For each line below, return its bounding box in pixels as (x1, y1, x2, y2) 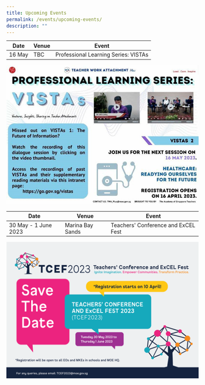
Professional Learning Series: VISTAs (55, 51, 149, 58)
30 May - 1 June (9, 221, 52, 229)
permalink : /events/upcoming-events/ (6, 16, 103, 23)
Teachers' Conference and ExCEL (110, 221, 196, 229)
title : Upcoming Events (6, 10, 67, 16)
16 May (9, 51, 29, 58)
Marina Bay (65, 221, 93, 229)
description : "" (6, 23, 48, 29)
